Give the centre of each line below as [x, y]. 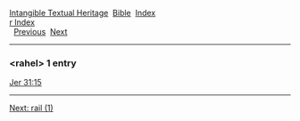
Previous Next [40, 32]
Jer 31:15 [25, 83]
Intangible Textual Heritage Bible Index [83, 13]
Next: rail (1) [31, 108]
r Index [22, 22]
